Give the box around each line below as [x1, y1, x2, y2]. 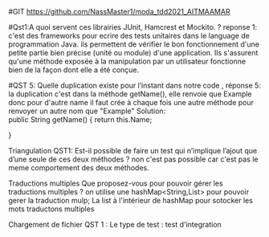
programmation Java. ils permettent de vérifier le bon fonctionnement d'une [8, 39, 259, 49]
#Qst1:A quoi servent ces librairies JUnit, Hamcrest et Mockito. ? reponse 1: [8, 22, 258, 31]
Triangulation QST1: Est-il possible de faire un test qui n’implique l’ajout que [8, 146, 258, 155]
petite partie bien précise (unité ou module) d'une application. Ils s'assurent [8, 48, 259, 57]
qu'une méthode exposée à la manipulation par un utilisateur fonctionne [8, 56, 247, 66]
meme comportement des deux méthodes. [8, 163, 150, 172]
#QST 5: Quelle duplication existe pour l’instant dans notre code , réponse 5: [8, 80, 261, 90]
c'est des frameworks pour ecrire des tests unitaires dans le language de [8, 31, 251, 40]
